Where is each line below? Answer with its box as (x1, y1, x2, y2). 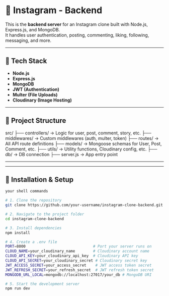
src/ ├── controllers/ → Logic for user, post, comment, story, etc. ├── (5, 130, 152, 136)
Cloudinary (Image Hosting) (12, 97, 72, 103)
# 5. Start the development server (5, 281, 80, 286)
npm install (5, 230, 30, 235)
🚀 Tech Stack (5, 57, 47, 65)
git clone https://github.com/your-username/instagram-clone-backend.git (5, 203, 163, 208)
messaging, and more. (5, 37, 52, 43)
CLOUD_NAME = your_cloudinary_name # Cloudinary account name (5, 249, 150, 254)
